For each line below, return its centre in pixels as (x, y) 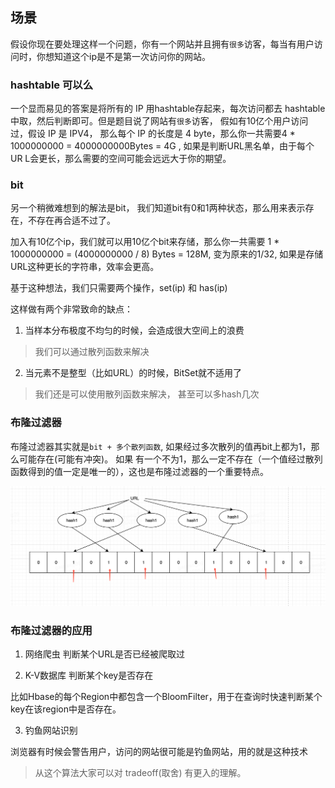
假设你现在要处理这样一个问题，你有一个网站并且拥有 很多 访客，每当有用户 (162, 44)
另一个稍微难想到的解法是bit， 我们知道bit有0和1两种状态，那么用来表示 (158, 208)
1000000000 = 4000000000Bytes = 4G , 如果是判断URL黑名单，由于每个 (162, 146)
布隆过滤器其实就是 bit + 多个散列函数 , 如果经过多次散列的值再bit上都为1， (161, 446)
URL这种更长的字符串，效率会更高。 (85, 267)
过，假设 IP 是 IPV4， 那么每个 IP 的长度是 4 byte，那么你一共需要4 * (153, 134)
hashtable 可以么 (52, 85)
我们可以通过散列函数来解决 (92, 352)
